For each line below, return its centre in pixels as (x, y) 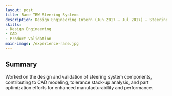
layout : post (19, 10)
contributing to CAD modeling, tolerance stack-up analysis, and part (77, 82)
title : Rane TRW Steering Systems (42, 15)
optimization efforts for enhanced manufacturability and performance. (79, 87)
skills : (14, 24)
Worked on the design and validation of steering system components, (79, 76)
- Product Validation (28, 39)
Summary (21, 64)
